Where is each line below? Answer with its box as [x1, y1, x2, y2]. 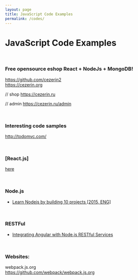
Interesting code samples [5, 122, 67, 129]
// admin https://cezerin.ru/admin [5, 100, 72, 106]
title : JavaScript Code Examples [5, 12, 73, 17]
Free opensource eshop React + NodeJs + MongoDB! [5, 65, 133, 72]
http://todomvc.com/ [5, 133, 47, 139]
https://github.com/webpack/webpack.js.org [5, 269, 95, 276]
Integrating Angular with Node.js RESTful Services [12, 231, 113, 237]
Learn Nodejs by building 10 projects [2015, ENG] [12, 199, 111, 205]
